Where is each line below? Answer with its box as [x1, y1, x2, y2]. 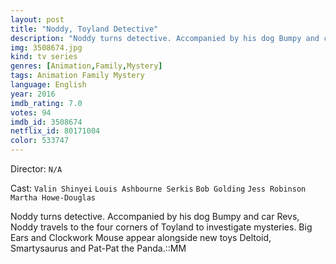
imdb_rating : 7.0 [10, 98, 83, 108]
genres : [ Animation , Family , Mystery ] [10, 61, 163, 71]
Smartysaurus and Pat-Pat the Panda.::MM [10, 242, 187, 254]
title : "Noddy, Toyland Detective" [10, 24, 159, 34]
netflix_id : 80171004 [10, 126, 101, 136]
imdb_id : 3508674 [10, 117, 83, 127]
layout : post [10, 14, 65, 25]
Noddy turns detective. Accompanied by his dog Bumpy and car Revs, [10, 211, 300, 222]
